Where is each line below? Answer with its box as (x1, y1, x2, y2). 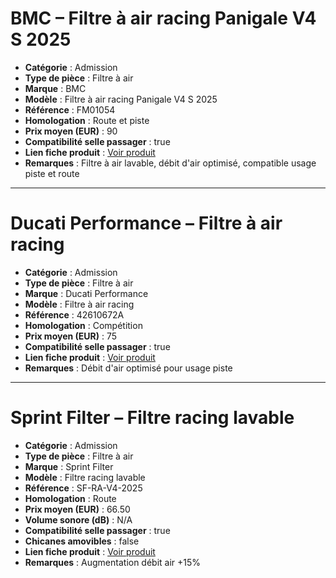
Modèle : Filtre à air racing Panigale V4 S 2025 (24, 93, 218, 105)
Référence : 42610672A (24, 308, 125, 321)
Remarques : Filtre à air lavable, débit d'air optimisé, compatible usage (24, 157, 317, 169)
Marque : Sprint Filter (24, 460, 114, 472)
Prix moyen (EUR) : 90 (24, 125, 118, 137)
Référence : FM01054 (24, 103, 116, 116)
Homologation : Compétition (24, 319, 143, 331)
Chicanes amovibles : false (24, 535, 140, 547)
